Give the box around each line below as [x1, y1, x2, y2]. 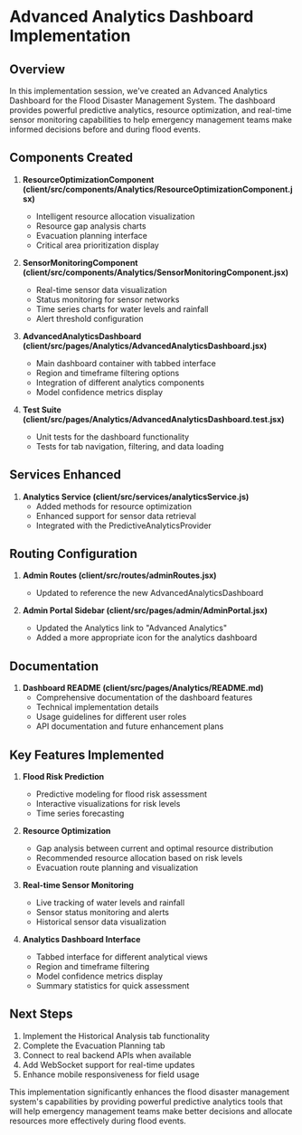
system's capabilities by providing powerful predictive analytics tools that [9, 1096, 283, 1107]
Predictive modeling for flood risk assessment [35, 789, 208, 799]
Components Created [9, 150, 134, 166]
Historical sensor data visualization [35, 916, 167, 928]
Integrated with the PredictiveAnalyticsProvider [35, 520, 212, 531]
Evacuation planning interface [35, 230, 147, 241]
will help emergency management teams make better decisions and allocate [9, 1105, 293, 1116]
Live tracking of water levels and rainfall [35, 897, 185, 908]
